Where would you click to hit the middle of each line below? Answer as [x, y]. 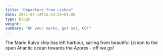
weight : [13, 24]
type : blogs [18, 19]
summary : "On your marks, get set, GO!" [48, 28]
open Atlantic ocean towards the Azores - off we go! [60, 48]
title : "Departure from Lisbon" [39, 10]
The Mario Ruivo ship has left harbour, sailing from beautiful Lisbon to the [82, 42]
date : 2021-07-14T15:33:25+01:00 [40, 14]
